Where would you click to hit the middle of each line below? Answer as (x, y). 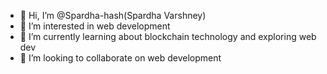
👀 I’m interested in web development (95, 26)
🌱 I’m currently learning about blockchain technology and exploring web (168, 36)
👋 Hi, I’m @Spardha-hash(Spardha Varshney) (113, 15)
